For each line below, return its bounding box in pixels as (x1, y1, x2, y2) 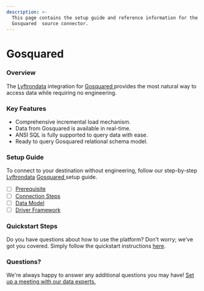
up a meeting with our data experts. (6, 278, 96, 285)
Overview (6, 69, 36, 77)
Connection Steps (15, 192, 61, 200)
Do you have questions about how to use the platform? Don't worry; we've (6, 236, 194, 243)
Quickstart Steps (6, 222, 58, 230)
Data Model (15, 199, 45, 206)
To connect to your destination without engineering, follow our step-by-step (6, 167, 197, 175)
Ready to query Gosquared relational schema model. (15, 138, 148, 145)
